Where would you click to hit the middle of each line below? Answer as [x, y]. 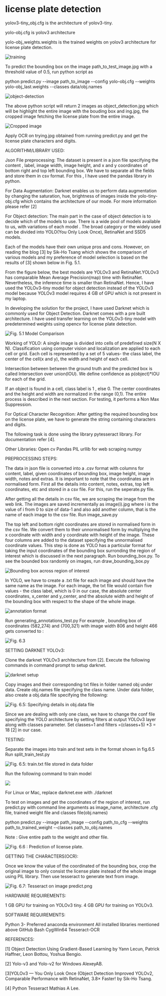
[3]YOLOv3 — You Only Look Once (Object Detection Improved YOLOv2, [79, 973]
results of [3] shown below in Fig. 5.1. [43, 262]
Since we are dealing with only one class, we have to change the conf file [80, 714]
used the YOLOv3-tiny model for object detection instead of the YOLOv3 [79, 288]
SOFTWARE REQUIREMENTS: [35, 915]
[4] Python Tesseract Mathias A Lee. [43, 988]
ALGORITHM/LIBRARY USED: [35, 150]
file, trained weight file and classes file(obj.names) [56, 812]
